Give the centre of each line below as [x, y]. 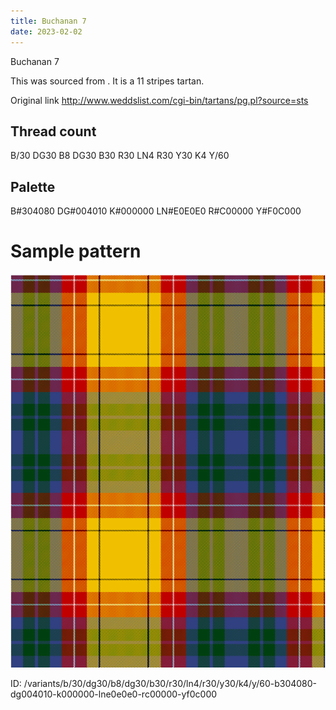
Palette [33, 186]
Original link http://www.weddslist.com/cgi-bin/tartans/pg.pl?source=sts [159, 100]
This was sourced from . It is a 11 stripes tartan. [107, 81]
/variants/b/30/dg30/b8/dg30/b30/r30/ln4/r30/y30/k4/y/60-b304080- [170, 684]
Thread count [53, 131]
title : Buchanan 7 [48, 21]
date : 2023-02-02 [46, 31]
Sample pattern [76, 251]
